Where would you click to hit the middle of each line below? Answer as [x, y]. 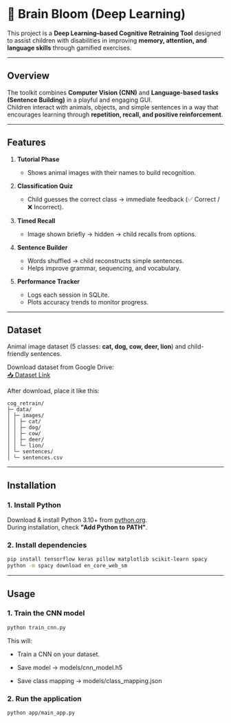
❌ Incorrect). [45, 207]
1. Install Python [34, 505]
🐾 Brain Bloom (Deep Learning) [96, 14]
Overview [29, 76]
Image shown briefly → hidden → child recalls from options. [112, 234]
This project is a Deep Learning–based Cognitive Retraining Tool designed [114, 33]
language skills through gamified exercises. [69, 48]
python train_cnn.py [37, 627]
